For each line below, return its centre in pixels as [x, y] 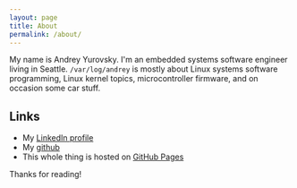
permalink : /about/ [46, 34]
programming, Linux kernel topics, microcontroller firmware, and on [134, 79]
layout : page [34, 17]
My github [41, 148]
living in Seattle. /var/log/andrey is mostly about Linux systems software [144, 69]
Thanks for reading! [46, 175]
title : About [34, 26]
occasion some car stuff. [55, 88]
